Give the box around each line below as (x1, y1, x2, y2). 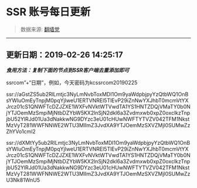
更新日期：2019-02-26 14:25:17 (6, 50, 123, 60)
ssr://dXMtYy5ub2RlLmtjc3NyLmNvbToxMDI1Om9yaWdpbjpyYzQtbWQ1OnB (6, 139, 191, 146)
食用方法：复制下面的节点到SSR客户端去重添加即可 (6, 67, 130, 74)
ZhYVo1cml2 (6, 128, 36, 135)
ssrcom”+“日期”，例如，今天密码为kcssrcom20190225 (6, 79, 138, 86)
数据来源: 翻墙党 (20, 26, 60, 33)
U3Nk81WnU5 (6, 176, 40, 183)
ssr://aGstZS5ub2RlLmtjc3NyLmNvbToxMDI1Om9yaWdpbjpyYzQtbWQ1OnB (6, 90, 189, 98)
